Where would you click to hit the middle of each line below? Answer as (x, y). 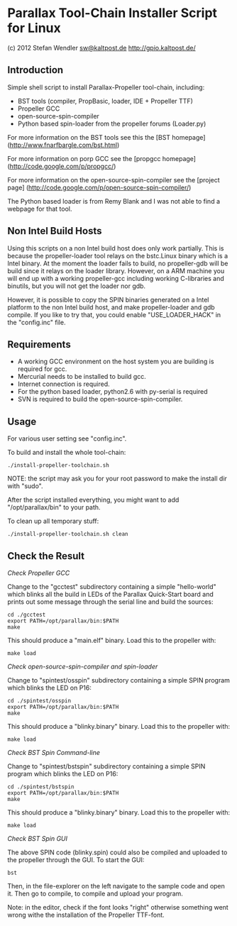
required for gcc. (42, 369)
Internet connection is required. (64, 384)
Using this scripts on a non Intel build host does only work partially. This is (116, 248)
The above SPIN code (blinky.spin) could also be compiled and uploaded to (117, 852)
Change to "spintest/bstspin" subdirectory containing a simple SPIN (106, 766)
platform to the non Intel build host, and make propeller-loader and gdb (111, 307)
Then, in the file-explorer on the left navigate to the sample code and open (116, 886)
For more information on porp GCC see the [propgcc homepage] (102, 158)
